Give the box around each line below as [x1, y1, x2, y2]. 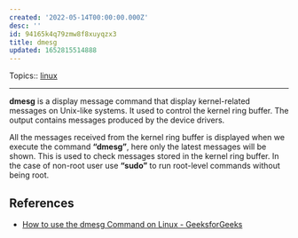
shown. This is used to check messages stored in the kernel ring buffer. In [9, 151, 279, 162]
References [9, 195, 74, 210]
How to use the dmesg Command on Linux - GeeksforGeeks [21, 218, 243, 229]
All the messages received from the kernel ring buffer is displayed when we [9, 132, 286, 143]
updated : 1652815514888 [9, 46, 98, 55]
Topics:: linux [9, 70, 58, 81]
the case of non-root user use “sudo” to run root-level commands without [9, 161, 281, 171]
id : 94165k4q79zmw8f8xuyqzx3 [9, 29, 117, 38]
